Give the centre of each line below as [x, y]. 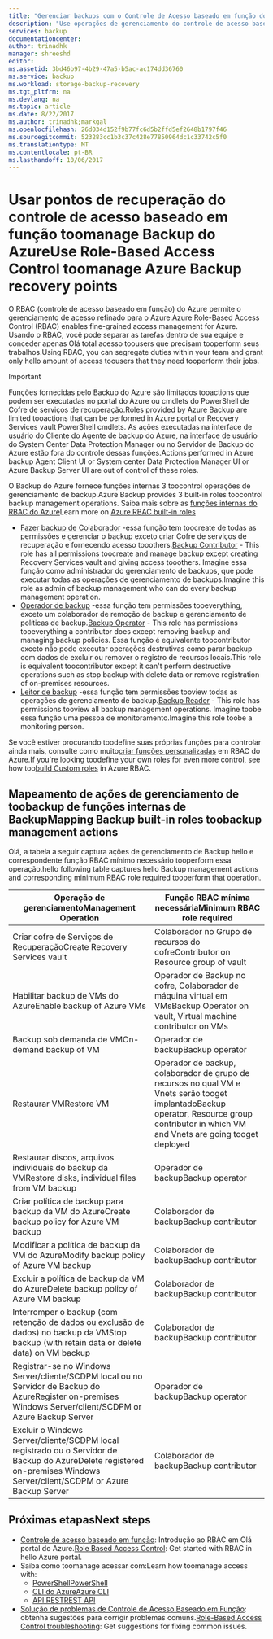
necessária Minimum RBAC [208, 908]
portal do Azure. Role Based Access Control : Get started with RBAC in [136, 1548]
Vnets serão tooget [191, 1093]
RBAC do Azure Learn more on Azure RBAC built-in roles [102, 512]
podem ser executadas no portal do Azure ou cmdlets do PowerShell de [129, 401]
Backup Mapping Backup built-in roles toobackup [135, 819]
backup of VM [73, 1049]
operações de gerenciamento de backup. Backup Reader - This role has [140, 701]
